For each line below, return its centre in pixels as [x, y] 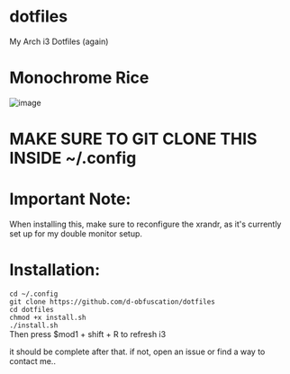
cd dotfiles [32, 309]
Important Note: [70, 199]
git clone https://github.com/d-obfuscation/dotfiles [113, 302]
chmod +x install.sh [48, 317]
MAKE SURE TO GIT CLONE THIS [133, 139]
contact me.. [33, 361]
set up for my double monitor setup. [76, 234]
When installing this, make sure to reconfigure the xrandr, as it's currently [145, 224]
